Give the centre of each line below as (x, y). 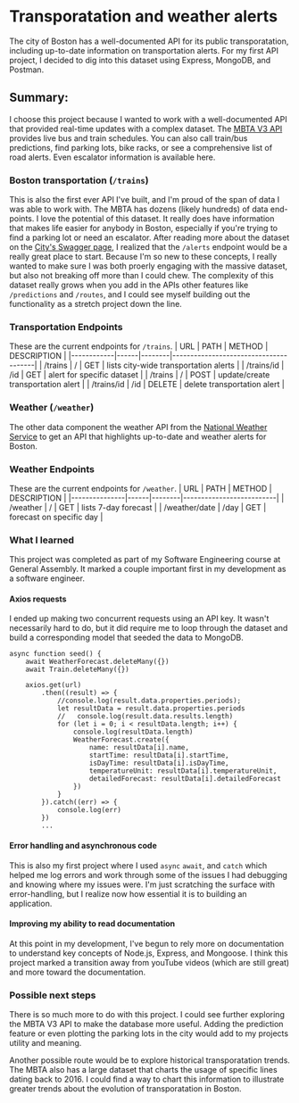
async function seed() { (55, 654)
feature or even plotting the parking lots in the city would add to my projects (149, 1033)
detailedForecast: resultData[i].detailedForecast (185, 779)
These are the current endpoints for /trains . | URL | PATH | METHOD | (139, 346)
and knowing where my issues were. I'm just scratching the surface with (142, 884)
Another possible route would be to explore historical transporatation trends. (149, 1060)
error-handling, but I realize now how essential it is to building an (128, 893)
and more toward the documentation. (77, 972)
